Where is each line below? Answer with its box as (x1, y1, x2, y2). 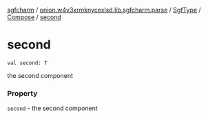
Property (7, 88, 38, 98)
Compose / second (7, 13, 62, 21)
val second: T (7, 59, 48, 66)
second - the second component (7, 104, 98, 112)
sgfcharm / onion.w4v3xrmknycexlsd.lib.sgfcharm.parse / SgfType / (7, 6, 201, 14)
